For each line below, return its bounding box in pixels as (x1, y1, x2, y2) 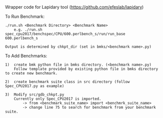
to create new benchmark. (5, 71, 58, 76)
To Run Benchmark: (5, 14, 45, 19)
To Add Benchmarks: (5, 53, 47, 59)
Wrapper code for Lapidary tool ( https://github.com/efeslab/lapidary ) (5, 4, 144, 10)
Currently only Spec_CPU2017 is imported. (14, 97, 102, 101)
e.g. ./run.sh (14, 27, 42, 32)
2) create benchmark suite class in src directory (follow (5, 79, 130, 84)
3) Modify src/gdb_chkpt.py (5, 92, 64, 97)
